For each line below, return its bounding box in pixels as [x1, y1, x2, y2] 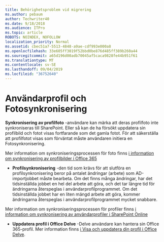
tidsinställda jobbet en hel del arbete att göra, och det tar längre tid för [12, 181, 155, 187]
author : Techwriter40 [5, 16, 50, 21]
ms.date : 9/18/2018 [5, 21, 45, 26]
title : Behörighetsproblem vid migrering [5, 7, 92, 12]
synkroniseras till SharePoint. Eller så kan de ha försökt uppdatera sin [5, 124, 146, 131]
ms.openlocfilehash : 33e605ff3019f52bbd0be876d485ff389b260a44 [5, 48, 138, 53]
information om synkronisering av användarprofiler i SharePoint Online [5, 211, 148, 217]
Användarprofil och [5, 93, 87, 104]
